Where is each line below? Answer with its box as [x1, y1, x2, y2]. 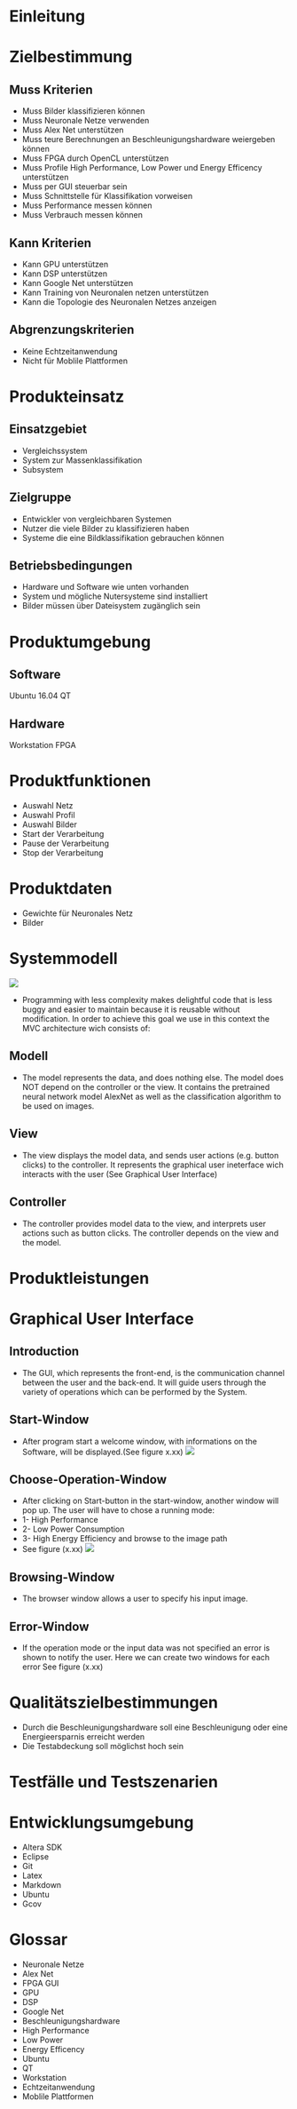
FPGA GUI [21, 1978, 59, 1988]
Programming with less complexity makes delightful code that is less [21, 995, 273, 1006]
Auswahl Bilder [21, 819, 77, 830]
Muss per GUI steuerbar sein [21, 181, 128, 192]
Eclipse [21, 1851, 50, 1862]
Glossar [9, 1930, 68, 1950]
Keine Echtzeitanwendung [21, 346, 118, 356]
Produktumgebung [9, 632, 152, 652]
